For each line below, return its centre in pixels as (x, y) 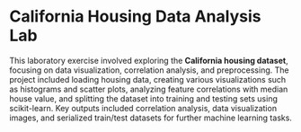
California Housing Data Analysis (135, 17)
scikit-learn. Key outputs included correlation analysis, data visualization (143, 108)
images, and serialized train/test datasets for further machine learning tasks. (150, 118)
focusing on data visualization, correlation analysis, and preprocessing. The (149, 70)
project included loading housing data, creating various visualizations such (148, 79)
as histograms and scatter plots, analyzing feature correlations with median (149, 89)
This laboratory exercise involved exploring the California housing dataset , (149, 60)
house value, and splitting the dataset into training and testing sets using (144, 98)
